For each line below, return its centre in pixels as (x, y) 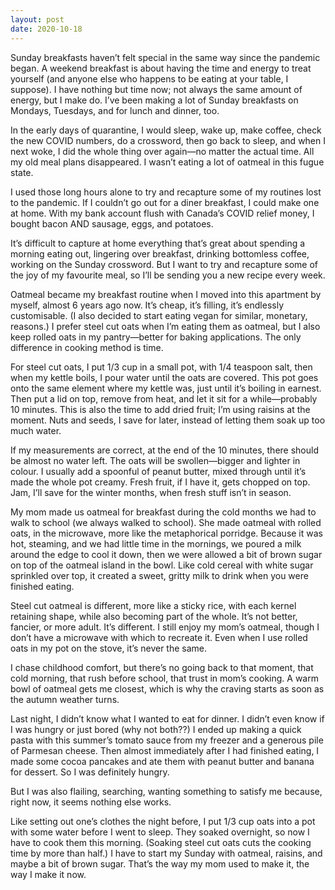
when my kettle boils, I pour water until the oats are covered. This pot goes (164, 377)
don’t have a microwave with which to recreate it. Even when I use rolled (159, 637)
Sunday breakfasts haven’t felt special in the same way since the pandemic (165, 57)
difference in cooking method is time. (87, 347)
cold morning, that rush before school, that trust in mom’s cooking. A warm (164, 678)
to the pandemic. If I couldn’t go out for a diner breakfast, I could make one (165, 202)
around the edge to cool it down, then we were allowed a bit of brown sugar (166, 554)
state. (22, 172)
